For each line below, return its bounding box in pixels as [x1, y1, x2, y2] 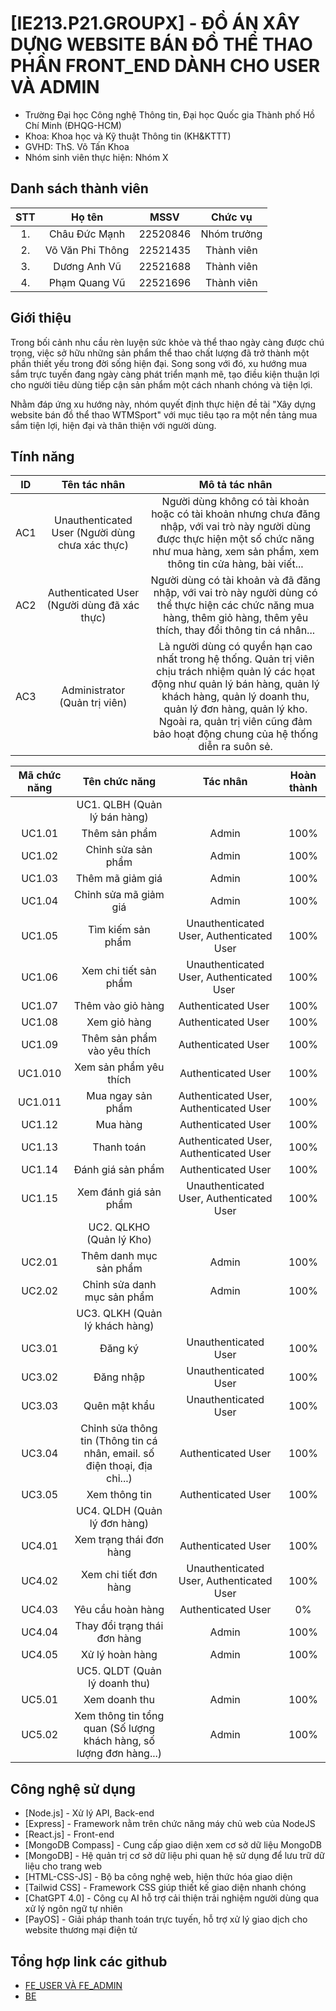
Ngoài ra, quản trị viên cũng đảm [158, 715, 313, 729]
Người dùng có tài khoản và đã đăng [150, 573, 321, 587]
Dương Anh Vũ [53, 259, 122, 273]
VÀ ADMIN [10, 76, 100, 99]
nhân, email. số [83, 1447, 155, 1461]
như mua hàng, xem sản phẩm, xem [152, 545, 320, 559]
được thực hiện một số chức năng [156, 532, 315, 546]
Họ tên [70, 210, 104, 224]
